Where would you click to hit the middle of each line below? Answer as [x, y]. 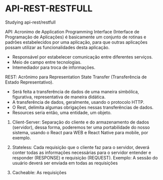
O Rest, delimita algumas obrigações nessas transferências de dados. [83, 107]
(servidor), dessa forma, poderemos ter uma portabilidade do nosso [81, 127]
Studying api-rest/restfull [30, 22]
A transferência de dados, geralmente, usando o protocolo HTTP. [78, 102]
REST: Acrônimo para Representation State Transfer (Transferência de [76, 77]
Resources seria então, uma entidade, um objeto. [62, 112]
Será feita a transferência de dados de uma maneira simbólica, [75, 91]
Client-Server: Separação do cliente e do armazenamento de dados [81, 122]
